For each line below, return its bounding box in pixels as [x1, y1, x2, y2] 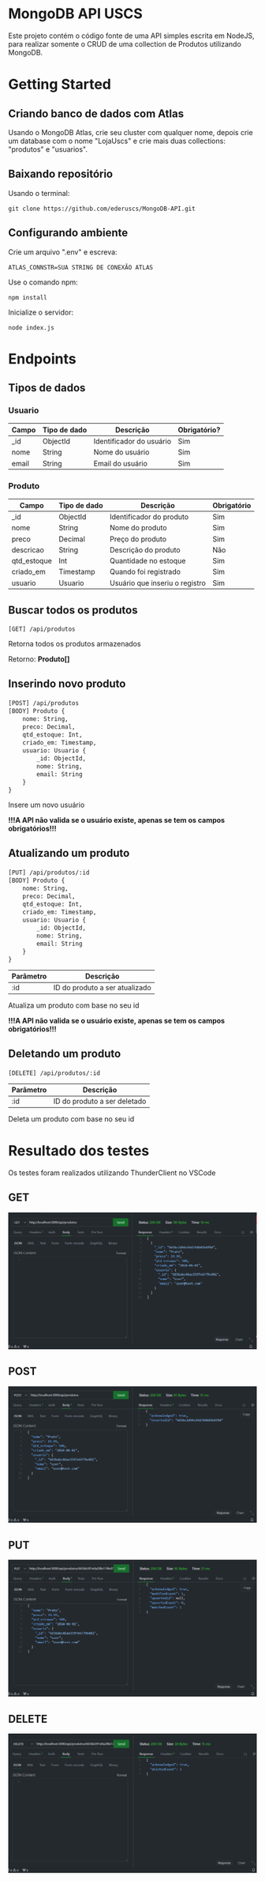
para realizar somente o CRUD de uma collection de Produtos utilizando [8, 39, 242, 48]
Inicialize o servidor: [8, 307, 73, 317]
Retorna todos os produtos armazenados [8, 639, 141, 649]
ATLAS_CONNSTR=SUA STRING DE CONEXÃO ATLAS [8, 263, 154, 271]
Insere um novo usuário [8, 800, 85, 809]
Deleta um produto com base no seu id [8, 1114, 135, 1123]
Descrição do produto [109, 545, 181, 554]
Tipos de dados [8, 381, 86, 395]
